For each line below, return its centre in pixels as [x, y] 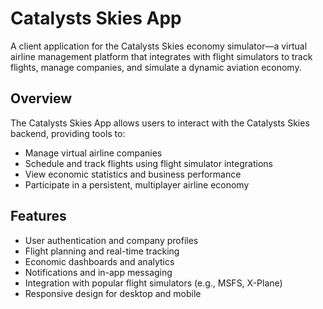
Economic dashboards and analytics [99, 261]
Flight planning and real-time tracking [102, 251]
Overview [41, 98]
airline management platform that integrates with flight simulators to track [161, 56]
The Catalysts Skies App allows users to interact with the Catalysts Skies [160, 123]
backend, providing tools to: [68, 133]
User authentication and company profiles [111, 240]
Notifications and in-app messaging [98, 272]
